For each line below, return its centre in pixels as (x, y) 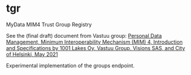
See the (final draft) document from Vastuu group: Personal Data (84, 35)
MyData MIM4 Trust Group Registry (49, 24)
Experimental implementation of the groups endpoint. (70, 65)
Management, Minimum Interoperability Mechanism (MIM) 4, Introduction (94, 42)
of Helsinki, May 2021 (32, 54)
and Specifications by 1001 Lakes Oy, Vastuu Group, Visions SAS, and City (96, 48)
